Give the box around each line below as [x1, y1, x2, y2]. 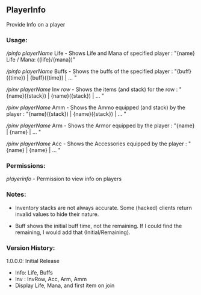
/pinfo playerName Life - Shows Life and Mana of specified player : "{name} [6, 49, 196, 57]
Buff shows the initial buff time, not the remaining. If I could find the [14, 222, 182, 229]
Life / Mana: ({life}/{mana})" [6, 56, 76, 63]
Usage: [6, 36, 28, 44]
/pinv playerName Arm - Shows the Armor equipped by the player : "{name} [6, 122, 195, 129]
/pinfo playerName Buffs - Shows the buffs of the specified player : [6, 68, 173, 75]
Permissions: [6, 162, 46, 170]
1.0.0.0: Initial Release [6, 258, 60, 264]
